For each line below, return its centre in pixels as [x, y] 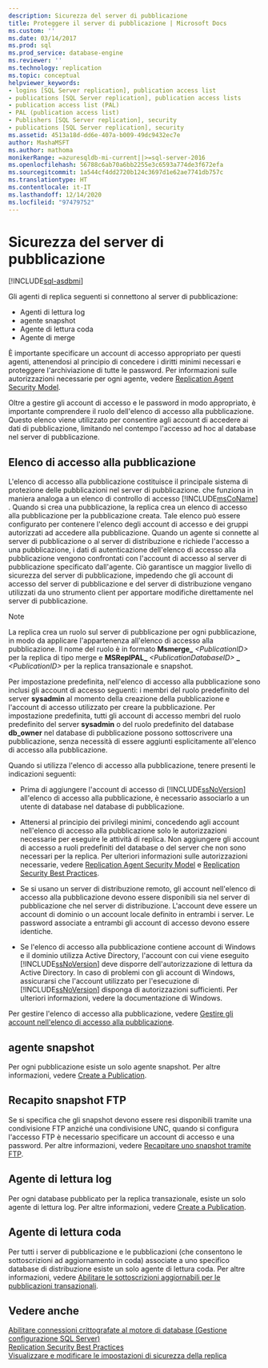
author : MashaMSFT [39, 142]
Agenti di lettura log [52, 312]
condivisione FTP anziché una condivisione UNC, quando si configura [124, 1128]
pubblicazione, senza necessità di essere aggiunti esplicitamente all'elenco [132, 741]
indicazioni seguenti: [42, 774]
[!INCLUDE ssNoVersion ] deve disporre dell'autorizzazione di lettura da [136, 964]
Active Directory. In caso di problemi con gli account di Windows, [127, 972]
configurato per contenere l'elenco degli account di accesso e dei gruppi [128, 524]
